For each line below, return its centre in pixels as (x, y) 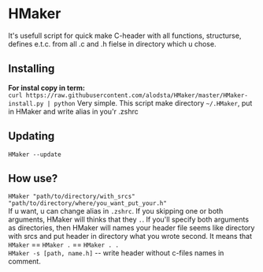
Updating (31, 136)
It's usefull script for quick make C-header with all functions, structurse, (125, 35)
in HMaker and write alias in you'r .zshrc (74, 111)
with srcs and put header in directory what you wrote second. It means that (130, 237)
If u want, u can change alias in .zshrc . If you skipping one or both (116, 211)
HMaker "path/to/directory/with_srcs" (72, 197)
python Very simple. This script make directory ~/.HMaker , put (153, 102)
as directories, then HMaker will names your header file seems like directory (131, 228)
